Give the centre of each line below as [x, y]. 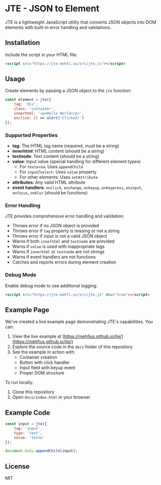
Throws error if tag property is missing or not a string [66, 231]
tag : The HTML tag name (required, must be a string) [66, 146]
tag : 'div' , [26, 104]
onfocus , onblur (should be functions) [50, 192]
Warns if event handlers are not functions [54, 257]
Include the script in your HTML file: [41, 54]
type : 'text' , [28, 433]
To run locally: [19, 382]
